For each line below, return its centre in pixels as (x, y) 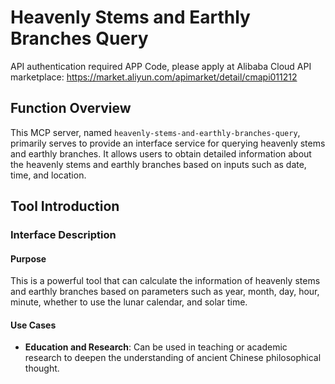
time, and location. (48, 175)
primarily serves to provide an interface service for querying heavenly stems (168, 143)
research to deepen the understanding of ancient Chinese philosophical (173, 358)
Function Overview (71, 108)
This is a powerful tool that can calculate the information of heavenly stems (165, 281)
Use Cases (33, 325)
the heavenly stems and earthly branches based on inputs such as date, (158, 164)
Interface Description (63, 235)
